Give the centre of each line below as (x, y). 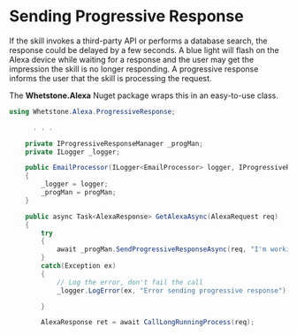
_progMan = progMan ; (79, 193)
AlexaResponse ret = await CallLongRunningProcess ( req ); (148, 323)
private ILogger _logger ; (73, 152)
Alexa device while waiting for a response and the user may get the (132, 59)
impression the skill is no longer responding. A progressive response (134, 69)
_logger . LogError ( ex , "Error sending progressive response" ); (173, 290)
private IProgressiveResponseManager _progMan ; (114, 143)
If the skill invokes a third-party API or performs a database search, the (138, 41)
